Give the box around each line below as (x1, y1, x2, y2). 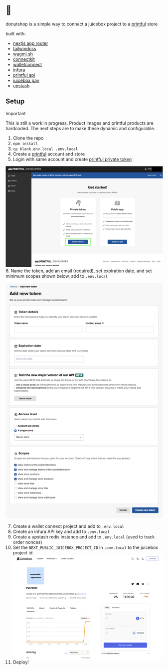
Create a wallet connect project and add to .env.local (12, 523, 124, 529)
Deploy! (12, 659, 29, 665)
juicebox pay (12, 77, 39, 83)
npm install (12, 141, 38, 146)
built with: (5, 30, 26, 36)
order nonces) (12, 539, 42, 545)
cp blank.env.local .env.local (12, 147, 78, 152)
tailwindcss (12, 45, 36, 51)
